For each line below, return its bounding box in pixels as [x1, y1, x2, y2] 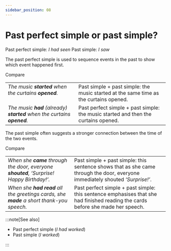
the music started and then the [78, 110, 152, 117]
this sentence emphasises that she [74, 190, 157, 197]
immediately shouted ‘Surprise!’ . [74, 175, 152, 183]
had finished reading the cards [74, 197, 148, 204]
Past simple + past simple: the [78, 83, 150, 90]
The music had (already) [8, 104, 68, 111]
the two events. [5, 135, 38, 141]
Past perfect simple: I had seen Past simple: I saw [5, 46, 110, 53]
